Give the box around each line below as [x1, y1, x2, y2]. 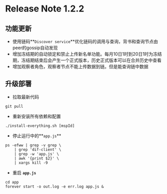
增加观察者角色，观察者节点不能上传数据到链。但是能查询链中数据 [12, 64, 148, 69]
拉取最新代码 [12, 94, 39, 100]
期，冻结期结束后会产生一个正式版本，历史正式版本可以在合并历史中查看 [12, 57, 161, 63]
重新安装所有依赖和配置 [12, 113, 61, 119]
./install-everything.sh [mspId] [5, 123, 75, 128]
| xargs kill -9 [14, 160, 48, 165]
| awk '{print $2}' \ [14, 156, 59, 161]
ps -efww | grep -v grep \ [5, 142, 61, 148]
